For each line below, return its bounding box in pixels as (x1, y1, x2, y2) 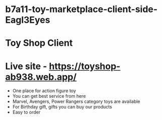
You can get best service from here (12, 93, 86, 99)
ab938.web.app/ (5, 71, 77, 83)
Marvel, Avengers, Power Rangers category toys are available (12, 98, 140, 104)
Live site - (5, 61, 47, 72)
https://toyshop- (49, 61, 121, 72)
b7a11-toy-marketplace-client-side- (5, 4, 157, 15)
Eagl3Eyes (5, 14, 50, 26)
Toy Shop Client (5, 37, 73, 49)
